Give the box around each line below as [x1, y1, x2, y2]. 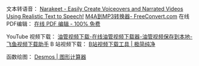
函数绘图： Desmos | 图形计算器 [6, 53, 87, 60]
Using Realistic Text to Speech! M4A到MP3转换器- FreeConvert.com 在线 [6, 13, 190, 20]
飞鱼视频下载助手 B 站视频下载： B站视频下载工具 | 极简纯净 [6, 41, 156, 47]
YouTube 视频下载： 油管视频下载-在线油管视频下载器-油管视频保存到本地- [6, 33, 193, 40]
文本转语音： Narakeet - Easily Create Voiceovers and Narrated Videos [6, 5, 184, 12]
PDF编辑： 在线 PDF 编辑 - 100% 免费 [6, 20, 101, 27]
